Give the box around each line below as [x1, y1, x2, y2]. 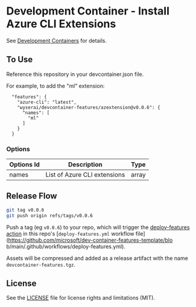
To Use [6, 54, 33, 65]
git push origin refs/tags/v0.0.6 [6, 212, 93, 218]
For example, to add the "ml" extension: [6, 82, 105, 89]
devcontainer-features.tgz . [6, 261, 76, 268]
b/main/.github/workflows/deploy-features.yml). [6, 242, 125, 250]
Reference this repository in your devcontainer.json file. [6, 71, 144, 78]
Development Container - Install [6, 4, 170, 18]
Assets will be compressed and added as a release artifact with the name [6, 255, 188, 262]
